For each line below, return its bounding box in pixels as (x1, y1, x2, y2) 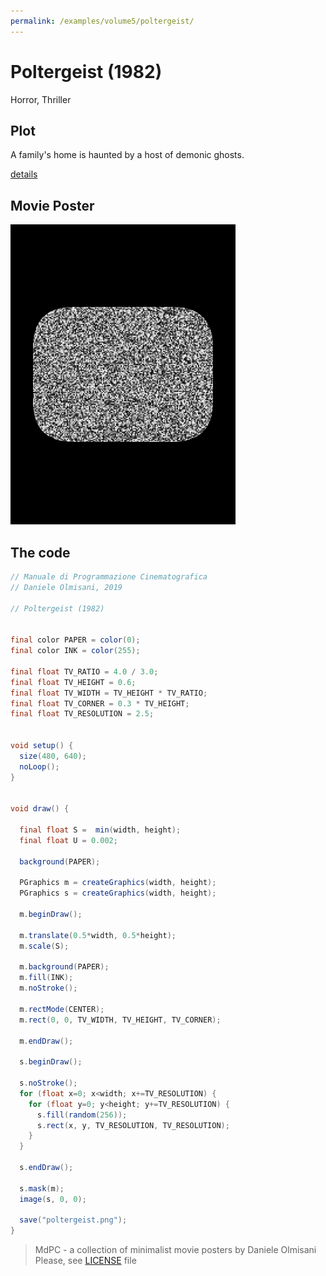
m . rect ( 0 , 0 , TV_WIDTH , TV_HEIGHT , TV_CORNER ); (19, 1015, 222, 1025)
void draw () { (10, 804, 70, 814)
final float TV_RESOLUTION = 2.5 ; (10, 709, 155, 719)
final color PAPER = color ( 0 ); (10, 635, 141, 645)
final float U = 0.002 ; (19, 835, 118, 845)
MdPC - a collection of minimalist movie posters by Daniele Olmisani (34, 1244, 317, 1256)
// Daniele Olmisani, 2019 (10, 582, 123, 592)
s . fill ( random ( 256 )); (36, 1110, 128, 1120)
